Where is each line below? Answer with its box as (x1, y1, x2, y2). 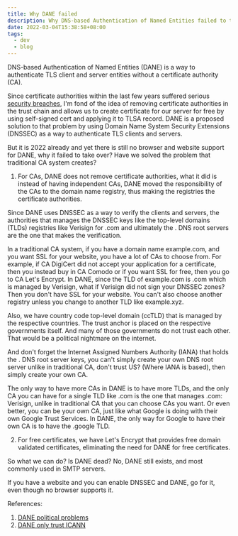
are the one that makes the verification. (7, 231, 122, 239)
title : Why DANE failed (7, 10, 78, 18)
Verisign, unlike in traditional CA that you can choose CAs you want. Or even (7, 399, 230, 408)
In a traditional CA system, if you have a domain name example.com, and (7, 245, 220, 253)
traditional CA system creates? (7, 158, 97, 167)
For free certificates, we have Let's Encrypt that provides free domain (17, 436, 221, 444)
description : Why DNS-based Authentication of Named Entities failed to (7, 17, 227, 24)
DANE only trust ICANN (17, 521, 86, 529)
